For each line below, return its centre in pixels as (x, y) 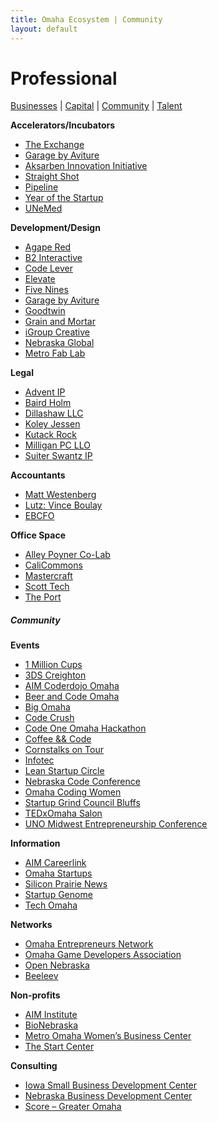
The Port (43, 597)
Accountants (38, 475)
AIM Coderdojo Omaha (72, 686)
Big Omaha (47, 707)
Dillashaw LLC (54, 413)
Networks (31, 925)
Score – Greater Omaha (73, 1107)
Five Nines (46, 290)
